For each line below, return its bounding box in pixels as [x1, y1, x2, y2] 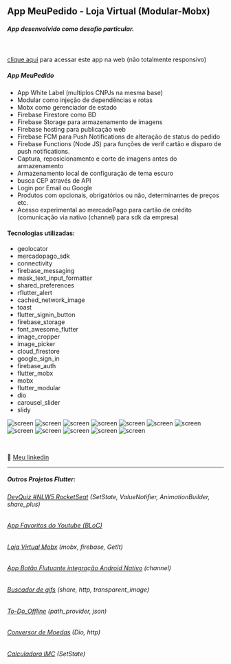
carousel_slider [16, 398, 60, 406]
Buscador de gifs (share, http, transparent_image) [7, 585, 150, 594]
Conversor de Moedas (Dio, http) [7, 628, 101, 636]
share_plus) [7, 500, 41, 508]
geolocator [16, 244, 48, 252]
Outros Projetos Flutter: [7, 475, 76, 483]
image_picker [16, 339, 56, 348]
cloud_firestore [16, 347, 60, 355]
